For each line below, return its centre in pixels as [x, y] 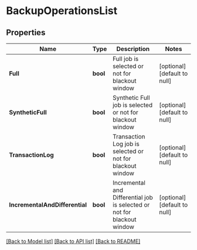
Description [133, 49]
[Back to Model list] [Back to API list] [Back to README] [73, 241]
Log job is [126, 144]
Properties [26, 33]
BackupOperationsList [62, 11]
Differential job [133, 197]
